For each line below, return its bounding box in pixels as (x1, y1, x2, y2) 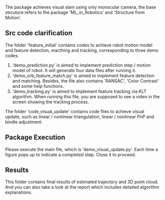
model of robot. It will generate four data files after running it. (12, 67, 136, 73)
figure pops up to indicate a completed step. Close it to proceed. (5, 152, 136, 158)
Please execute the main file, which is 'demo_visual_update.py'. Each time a (5, 146, 158, 152)
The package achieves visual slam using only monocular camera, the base (5, 4, 157, 10)
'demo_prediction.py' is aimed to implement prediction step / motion (12, 62, 151, 68)
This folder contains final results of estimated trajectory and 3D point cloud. (5, 179, 159, 185)
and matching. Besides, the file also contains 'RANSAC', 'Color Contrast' (12, 78, 159, 83)
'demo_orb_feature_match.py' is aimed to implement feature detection (12, 73, 155, 79)
